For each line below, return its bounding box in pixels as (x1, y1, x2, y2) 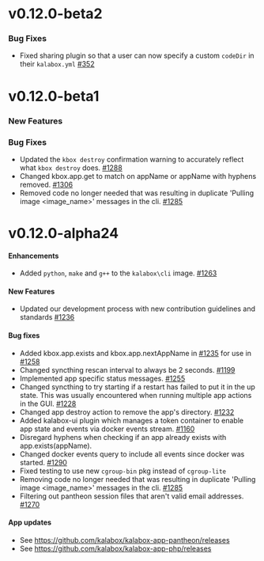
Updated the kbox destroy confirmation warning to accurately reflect (19, 154, 244, 164)
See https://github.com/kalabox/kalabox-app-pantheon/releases (19, 535, 231, 544)
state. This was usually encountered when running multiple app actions (19, 390, 252, 400)
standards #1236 (19, 313, 75, 322)
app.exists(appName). (19, 441, 92, 450)
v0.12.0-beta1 (8, 87, 100, 105)
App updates (8, 517, 52, 527)
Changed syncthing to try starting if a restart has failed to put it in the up (19, 381, 255, 392)
